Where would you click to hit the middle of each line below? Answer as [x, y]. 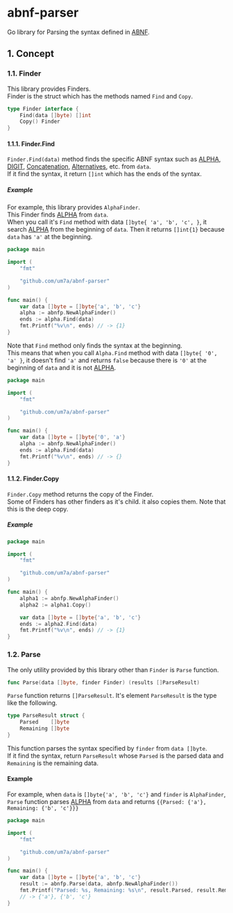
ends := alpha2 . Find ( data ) [59, 624]
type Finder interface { [43, 109]
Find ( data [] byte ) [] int [55, 115]
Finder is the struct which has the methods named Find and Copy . [100, 96]
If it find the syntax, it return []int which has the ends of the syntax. [105, 174]
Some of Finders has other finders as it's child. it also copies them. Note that [116, 502]
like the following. [32, 703]
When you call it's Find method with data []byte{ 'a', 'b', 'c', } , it [107, 222]
